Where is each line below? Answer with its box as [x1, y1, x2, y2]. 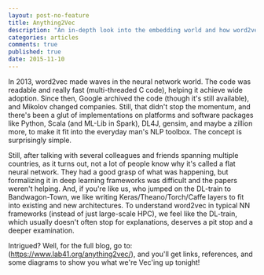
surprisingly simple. [8, 135, 72, 145]
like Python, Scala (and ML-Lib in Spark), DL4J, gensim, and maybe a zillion [8, 119, 253, 128]
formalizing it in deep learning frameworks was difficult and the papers [8, 175, 238, 185]
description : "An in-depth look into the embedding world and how [8, 26, 230, 34]
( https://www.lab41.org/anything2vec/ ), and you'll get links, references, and [8, 249, 253, 258]
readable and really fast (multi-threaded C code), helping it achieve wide [8, 85, 244, 94]
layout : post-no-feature [8, 11, 90, 20]
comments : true [8, 41, 58, 49]
